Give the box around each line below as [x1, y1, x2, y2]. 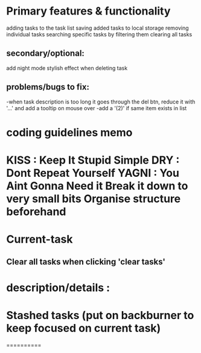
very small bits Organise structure [6, 192, 181, 205]
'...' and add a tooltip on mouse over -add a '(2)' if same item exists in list [6, 104, 187, 111]
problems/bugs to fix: [6, 82, 89, 92]
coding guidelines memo [6, 125, 133, 139]
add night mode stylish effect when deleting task [6, 64, 128, 71]
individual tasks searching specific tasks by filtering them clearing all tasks [6, 30, 193, 38]
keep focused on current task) [6, 321, 161, 335]
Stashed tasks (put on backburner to [6, 308, 194, 322]
